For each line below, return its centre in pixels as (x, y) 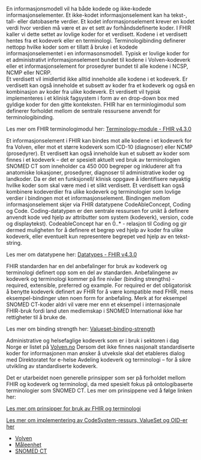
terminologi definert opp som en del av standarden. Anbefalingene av (92, 272)
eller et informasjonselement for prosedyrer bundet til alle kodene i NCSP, (97, 66)
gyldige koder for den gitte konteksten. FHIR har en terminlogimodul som (96, 104)
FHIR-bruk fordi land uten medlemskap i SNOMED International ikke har (94, 311)
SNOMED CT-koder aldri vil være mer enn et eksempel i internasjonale (93, 304)
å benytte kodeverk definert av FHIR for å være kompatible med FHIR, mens (100, 292)
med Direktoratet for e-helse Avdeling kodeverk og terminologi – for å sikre (99, 360)
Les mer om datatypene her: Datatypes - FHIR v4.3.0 (72, 254)
